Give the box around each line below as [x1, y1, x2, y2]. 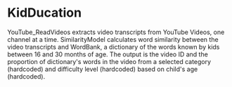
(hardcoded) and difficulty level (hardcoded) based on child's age [7, 65, 198, 73]
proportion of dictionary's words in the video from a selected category [7, 57, 212, 65]
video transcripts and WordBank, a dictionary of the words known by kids [7, 42, 220, 51]
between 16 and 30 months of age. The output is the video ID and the [7, 50, 209, 58]
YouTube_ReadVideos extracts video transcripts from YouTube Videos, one [7, 28, 225, 36]
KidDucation [7, 5, 82, 21]
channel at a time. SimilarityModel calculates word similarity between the [7, 35, 219, 43]
